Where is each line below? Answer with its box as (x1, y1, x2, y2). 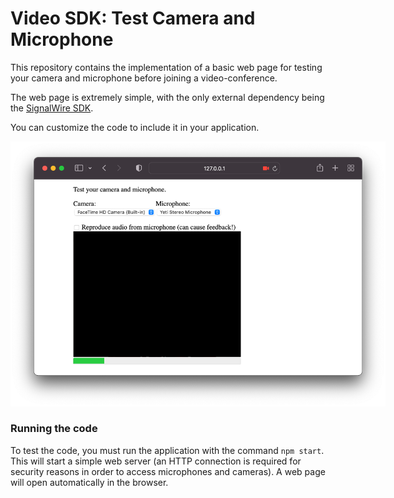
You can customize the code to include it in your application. (10, 121, 260, 133)
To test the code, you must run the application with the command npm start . (10, 444, 325, 456)
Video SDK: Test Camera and (10, 7, 256, 30)
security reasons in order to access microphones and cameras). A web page (10, 465, 326, 477)
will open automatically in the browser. (10, 476, 169, 488)
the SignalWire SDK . (10, 102, 94, 114)
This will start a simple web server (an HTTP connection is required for (10, 455, 302, 467)
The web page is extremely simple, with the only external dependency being (10, 91, 325, 103)
